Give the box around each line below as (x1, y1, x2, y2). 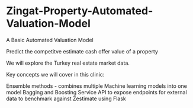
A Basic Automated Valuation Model (6, 36, 94, 43)
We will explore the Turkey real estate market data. (6, 59, 130, 66)
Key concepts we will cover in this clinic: (6, 71, 105, 78)
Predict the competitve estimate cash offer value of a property (6, 47, 159, 55)
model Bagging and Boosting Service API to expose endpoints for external (6, 88, 188, 96)
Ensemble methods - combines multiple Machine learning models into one (6, 82, 188, 90)
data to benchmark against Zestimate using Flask (6, 95, 126, 102)
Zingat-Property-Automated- (6, 4, 153, 18)
